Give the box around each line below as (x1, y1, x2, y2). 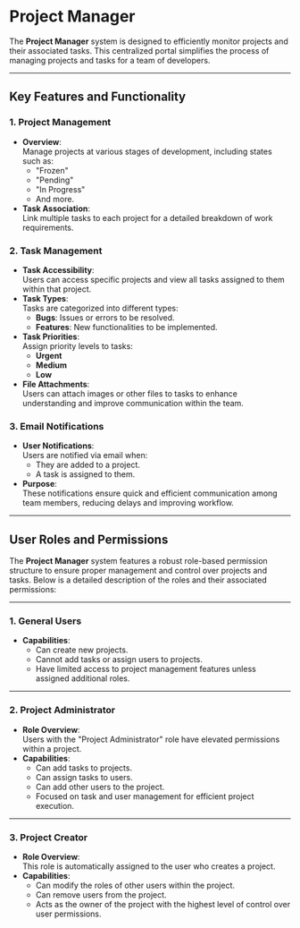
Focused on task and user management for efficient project (35, 790, 254, 802)
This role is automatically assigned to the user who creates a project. (21, 861, 276, 872)
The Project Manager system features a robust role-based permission (9, 556, 268, 566)
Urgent (35, 350, 62, 361)
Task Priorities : (21, 331, 80, 342)
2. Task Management (9, 244, 103, 257)
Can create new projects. (35, 644, 129, 655)
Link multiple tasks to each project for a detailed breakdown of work (21, 212, 273, 223)
